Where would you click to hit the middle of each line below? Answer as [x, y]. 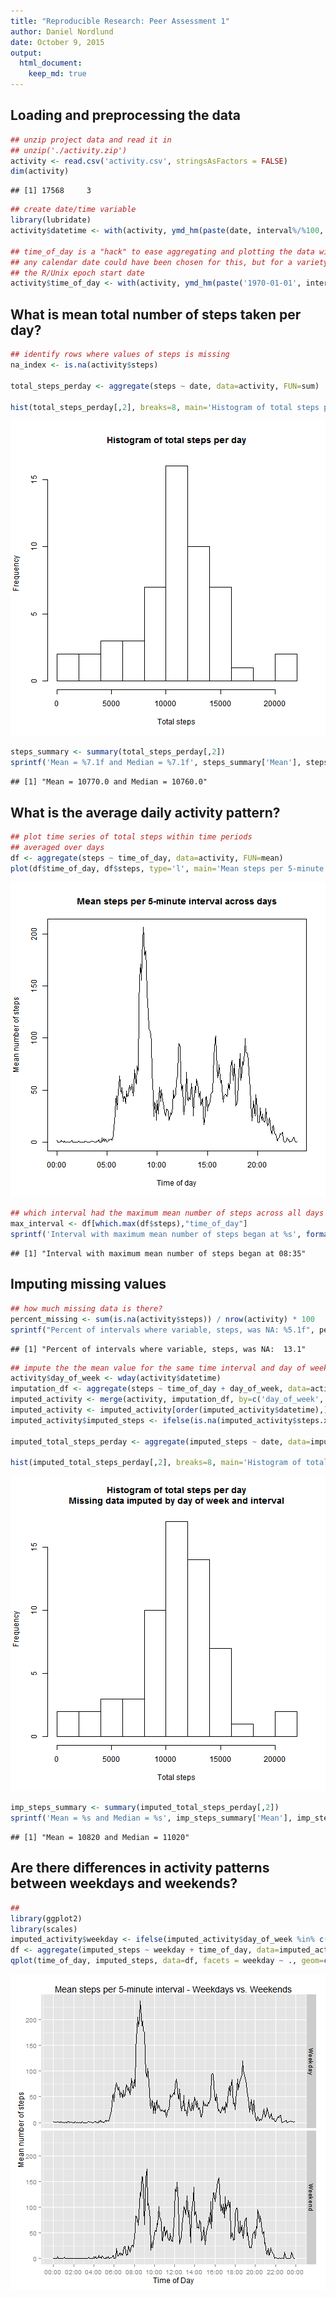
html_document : [51, 63]
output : [26, 53]
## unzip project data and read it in [91, 140]
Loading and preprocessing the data [125, 115]
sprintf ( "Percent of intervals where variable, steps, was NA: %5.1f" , [162, 1330]
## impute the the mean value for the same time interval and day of [158, 1368]
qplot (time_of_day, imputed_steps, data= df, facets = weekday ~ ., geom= [167, 1961]
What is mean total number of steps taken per [156, 314]
